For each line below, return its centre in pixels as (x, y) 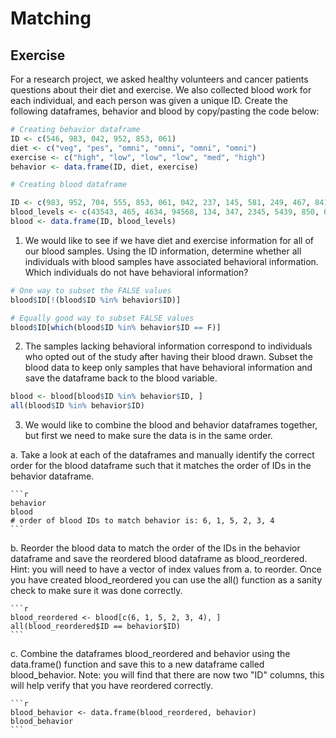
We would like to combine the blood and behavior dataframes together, (171, 425)
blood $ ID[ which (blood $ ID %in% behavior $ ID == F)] (116, 327)
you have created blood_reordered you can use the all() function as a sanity (166, 580)
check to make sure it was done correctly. (96, 591)
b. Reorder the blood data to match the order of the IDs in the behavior (155, 548)
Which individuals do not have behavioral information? (136, 272)
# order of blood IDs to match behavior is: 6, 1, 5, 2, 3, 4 (142, 521)
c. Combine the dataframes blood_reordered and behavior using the (150, 654)
